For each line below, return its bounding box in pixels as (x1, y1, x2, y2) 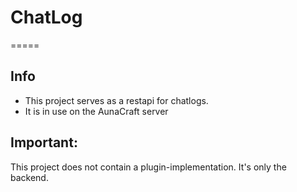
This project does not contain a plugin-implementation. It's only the (10, 161, 287, 173)
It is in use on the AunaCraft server (24, 105, 169, 117)
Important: (10, 134, 78, 151)
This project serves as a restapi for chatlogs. (24, 94, 209, 106)
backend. (10, 171, 49, 183)
